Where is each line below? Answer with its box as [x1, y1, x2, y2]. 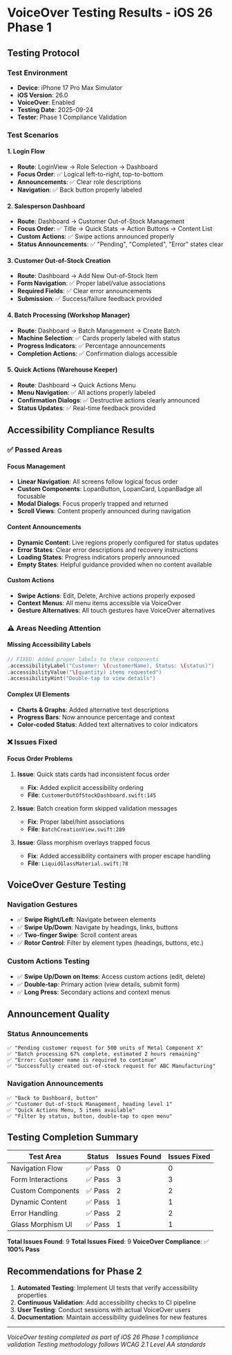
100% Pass [7, 1245, 40, 1253]
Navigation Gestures [7, 900, 78, 909]
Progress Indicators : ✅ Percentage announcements [17, 341, 166, 350]
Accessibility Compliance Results [7, 424, 155, 436]
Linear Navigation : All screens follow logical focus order [17, 477, 178, 486]
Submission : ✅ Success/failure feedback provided [17, 295, 162, 303]
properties [17, 1291, 47, 1300]
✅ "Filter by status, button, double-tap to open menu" [7, 1112, 173, 1120]
